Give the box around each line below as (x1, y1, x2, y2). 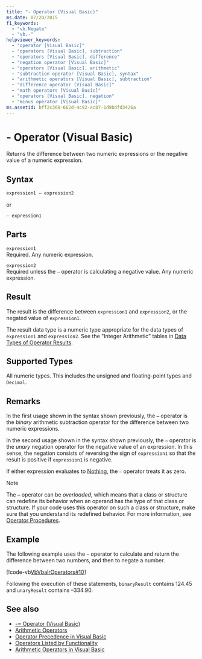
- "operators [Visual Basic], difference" (11, 54, 120, 60)
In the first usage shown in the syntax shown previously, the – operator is (6, 412, 188, 420)
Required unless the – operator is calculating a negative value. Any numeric (6, 268, 194, 275)
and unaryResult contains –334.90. (6, 587, 93, 594)
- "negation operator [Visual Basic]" (11, 59, 110, 65)
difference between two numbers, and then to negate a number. (6, 557, 165, 564)
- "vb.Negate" (11, 25, 47, 32)
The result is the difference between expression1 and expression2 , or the (6, 307, 188, 315)
